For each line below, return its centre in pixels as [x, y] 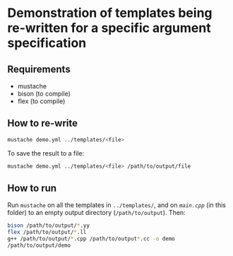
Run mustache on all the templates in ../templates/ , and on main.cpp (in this [116, 205]
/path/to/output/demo [39, 245]
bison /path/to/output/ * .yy [49, 226]
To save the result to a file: [46, 153]
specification [47, 43]
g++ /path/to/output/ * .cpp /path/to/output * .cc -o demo [91, 239]
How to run [32, 188]
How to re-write [42, 123]
